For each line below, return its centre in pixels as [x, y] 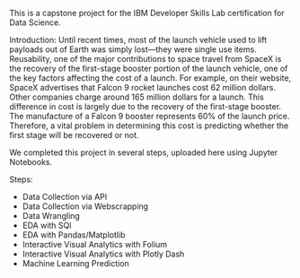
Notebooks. [31, 162]
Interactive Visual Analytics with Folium [95, 244]
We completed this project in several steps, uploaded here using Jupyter [144, 152]
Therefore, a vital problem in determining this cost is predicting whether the [149, 126]
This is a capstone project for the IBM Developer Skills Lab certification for [147, 13]
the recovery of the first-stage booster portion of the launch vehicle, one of [149, 68]
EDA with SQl [47, 225]
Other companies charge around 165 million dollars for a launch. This [137, 97]
